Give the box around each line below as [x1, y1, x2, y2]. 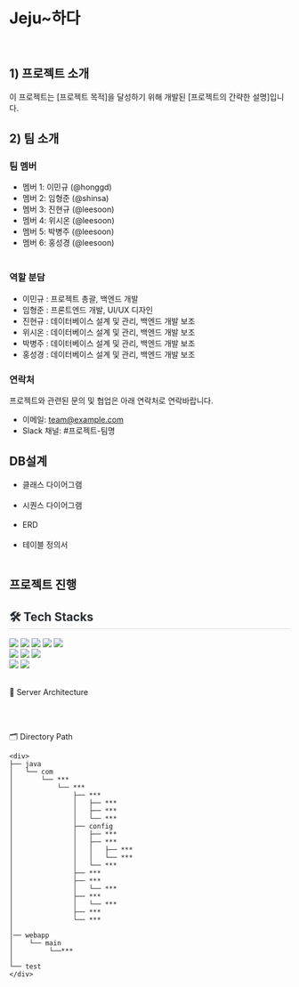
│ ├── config [9, 822, 114, 831]
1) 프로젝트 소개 [9, 66, 90, 81]
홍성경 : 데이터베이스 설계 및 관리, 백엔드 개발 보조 [21, 349, 196, 360]
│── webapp [9, 931, 50, 940]
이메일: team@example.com [21, 415, 125, 425]
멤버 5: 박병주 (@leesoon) [21, 226, 115, 237]
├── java [9, 760, 42, 769]
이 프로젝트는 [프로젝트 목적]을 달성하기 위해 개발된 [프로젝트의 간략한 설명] [9, 91, 271, 102]
